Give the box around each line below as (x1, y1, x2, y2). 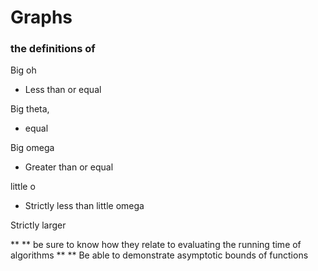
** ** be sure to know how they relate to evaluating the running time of (10, 239, 302, 251)
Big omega (10, 142, 55, 154)
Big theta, (10, 103, 50, 115)
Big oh (10, 64, 37, 76)
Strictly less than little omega (24, 200, 145, 212)
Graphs (10, 6, 73, 29)
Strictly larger (10, 219, 67, 231)
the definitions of (10, 42, 96, 56)
